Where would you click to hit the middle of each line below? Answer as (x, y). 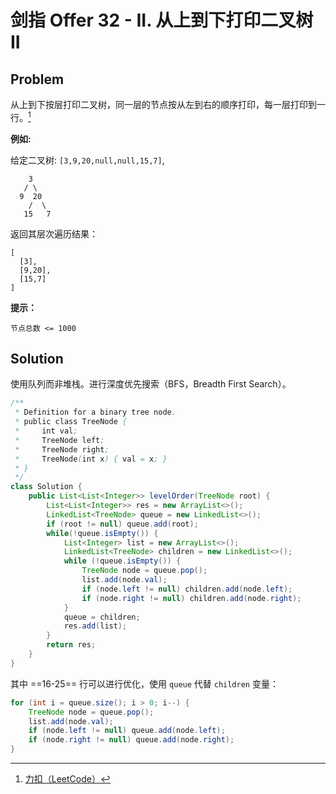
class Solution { (46, 487)
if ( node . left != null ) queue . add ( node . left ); (127, 731)
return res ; (71, 645)
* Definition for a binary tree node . (95, 412)
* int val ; (46, 431)
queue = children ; (102, 617)
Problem (37, 79)
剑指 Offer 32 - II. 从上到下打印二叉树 (162, 20)
